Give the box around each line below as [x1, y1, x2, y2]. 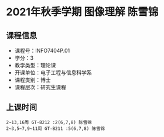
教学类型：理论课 [14, 62, 56, 68]
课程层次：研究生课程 [14, 84, 66, 91]
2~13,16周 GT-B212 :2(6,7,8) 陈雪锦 [6, 119, 92, 125]
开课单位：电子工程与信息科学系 [14, 69, 92, 76]
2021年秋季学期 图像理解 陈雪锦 [6, 5, 159, 19]
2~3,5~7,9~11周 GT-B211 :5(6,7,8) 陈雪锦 [6, 125, 105, 132]
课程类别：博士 [14, 77, 51, 83]
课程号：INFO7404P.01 [14, 47, 70, 54]
